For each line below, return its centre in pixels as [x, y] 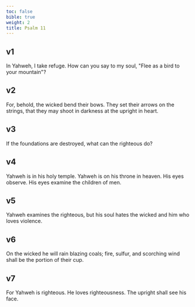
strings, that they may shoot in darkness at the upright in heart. [82, 111]
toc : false [19, 11]
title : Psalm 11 [26, 28]
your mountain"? [26, 72]
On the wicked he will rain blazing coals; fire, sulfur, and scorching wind [93, 254]
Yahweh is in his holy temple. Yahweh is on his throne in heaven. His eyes [95, 176]
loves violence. [24, 221]
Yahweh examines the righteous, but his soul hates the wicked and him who [98, 215]
